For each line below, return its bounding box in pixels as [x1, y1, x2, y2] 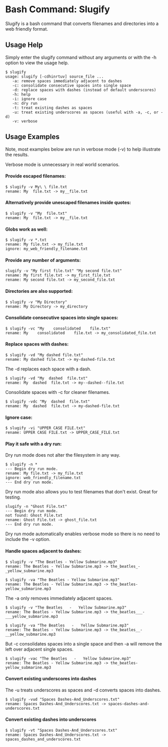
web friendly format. [5, 26, 49, 32]
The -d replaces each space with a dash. [5, 366, 91, 372]
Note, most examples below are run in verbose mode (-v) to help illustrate [5, 146, 161, 152]
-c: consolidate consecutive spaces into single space [12, 83, 131, 88]
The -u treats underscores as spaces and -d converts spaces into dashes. [5, 687, 161, 693]
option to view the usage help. [5, 60, 69, 66]
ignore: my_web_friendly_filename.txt [5, 246, 88, 252]
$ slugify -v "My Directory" [5, 300, 67, 305]
